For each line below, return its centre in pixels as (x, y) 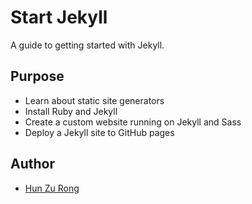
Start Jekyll (59, 17)
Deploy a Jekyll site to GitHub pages (99, 132)
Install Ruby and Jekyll (71, 111)
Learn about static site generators (94, 100)
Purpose (37, 76)
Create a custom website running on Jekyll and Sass (133, 122)
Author (32, 164)
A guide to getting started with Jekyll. (87, 45)
